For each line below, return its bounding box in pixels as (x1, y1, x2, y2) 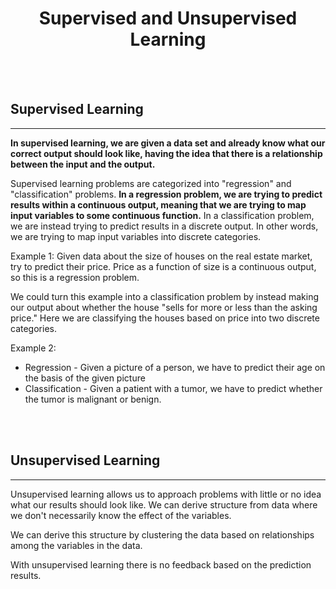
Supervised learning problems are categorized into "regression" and (10, 177, 292, 189)
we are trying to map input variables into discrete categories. (10, 230, 262, 242)
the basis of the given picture (24, 372, 146, 384)
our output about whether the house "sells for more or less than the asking (10, 301, 318, 313)
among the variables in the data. (10, 539, 143, 551)
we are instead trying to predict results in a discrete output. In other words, (10, 220, 319, 232)
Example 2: (10, 342, 57, 354)
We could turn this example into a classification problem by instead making (10, 290, 320, 302)
